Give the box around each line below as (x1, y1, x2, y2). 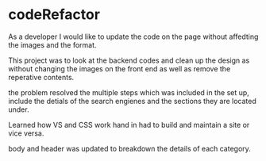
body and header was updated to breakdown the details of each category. (8, 144, 252, 153)
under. (8, 105, 29, 114)
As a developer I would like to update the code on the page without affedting (8, 32, 259, 41)
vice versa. (8, 128, 44, 138)
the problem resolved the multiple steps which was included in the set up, (8, 87, 250, 97)
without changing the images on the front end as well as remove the (8, 63, 231, 73)
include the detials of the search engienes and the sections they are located (8, 96, 256, 105)
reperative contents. (8, 72, 75, 82)
